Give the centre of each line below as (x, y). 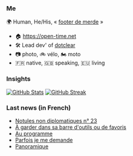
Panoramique (32, 146)
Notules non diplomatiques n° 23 (56, 120)
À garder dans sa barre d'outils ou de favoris (71, 127)
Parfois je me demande (44, 140)
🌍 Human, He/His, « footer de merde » (55, 22)
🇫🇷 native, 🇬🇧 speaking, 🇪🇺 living (60, 63)
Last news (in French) (39, 108)
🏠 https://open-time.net (46, 36)
